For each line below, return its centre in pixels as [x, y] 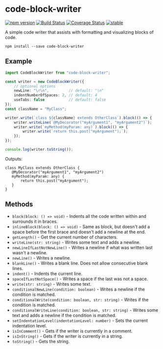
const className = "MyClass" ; [36, 109]
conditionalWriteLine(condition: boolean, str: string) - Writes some [85, 310]
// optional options [35, 86]
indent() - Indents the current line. [47, 273]
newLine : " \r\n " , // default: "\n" [59, 91]
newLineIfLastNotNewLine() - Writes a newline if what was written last [82, 247]
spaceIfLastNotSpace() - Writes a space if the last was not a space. [80, 279]
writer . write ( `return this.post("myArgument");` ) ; [75, 132]
